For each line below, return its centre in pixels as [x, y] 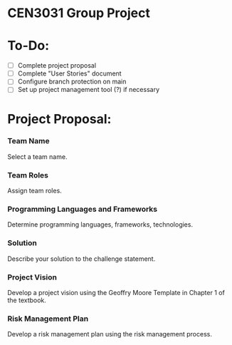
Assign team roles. [35, 191]
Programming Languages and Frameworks [83, 210]
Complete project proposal [57, 66]
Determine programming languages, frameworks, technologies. [100, 225]
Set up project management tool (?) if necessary [89, 90]
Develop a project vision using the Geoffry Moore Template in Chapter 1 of [116, 293]
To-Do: [28, 46]
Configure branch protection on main [72, 82]
